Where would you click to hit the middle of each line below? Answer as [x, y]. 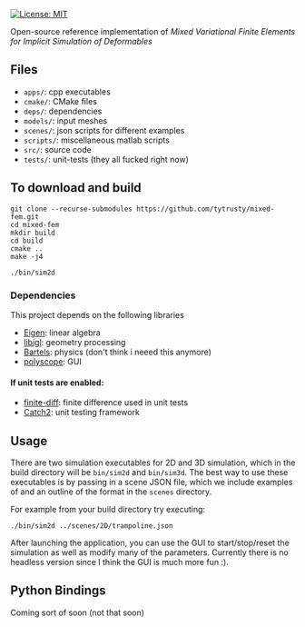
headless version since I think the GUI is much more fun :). [120, 562]
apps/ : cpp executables [67, 92]
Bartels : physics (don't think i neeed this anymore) [118, 352]
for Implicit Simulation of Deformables [81, 41]
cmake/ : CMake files [60, 101]
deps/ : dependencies [63, 111]
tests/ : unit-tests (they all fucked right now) [106, 159]
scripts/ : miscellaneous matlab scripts [97, 140]
